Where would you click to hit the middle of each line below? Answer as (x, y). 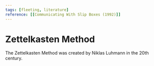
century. (14, 58)
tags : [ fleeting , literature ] (37, 10)
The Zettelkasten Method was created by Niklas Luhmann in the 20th (77, 53)
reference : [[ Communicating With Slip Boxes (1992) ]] (63, 14)
